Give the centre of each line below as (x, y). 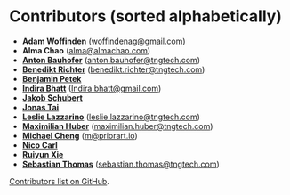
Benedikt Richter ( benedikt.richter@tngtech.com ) (113, 69)
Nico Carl (40, 145)
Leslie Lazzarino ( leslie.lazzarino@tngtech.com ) (111, 117)
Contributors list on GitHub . (59, 181)
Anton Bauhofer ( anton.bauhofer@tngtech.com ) (111, 60)
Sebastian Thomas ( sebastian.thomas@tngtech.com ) (121, 164)
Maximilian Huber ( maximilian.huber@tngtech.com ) (117, 126)
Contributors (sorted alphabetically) (146, 16)
